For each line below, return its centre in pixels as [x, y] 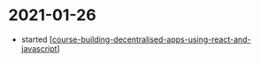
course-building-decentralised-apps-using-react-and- [151, 39]
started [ [37, 39]
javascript [39, 48]
